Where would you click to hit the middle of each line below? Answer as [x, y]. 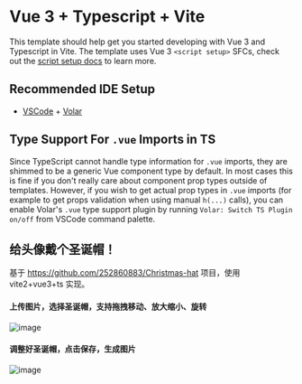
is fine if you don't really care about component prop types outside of [138, 180]
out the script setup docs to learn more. [83, 61]
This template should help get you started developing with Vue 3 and [137, 42]
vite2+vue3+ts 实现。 [50, 284]
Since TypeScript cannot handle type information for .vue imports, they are [149, 161]
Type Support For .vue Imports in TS [113, 140]
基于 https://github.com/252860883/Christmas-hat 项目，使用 [125, 273]
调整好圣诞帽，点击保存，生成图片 [73, 349]
